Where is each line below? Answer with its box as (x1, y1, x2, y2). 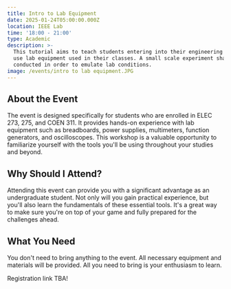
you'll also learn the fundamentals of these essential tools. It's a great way (7, 201, 218, 209)
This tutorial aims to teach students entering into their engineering (13, 49, 223, 56)
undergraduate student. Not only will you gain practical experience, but (7, 193, 209, 202)
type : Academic (7, 36, 51, 43)
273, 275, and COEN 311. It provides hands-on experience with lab (7, 118, 195, 127)
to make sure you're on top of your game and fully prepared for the (7, 208, 197, 217)
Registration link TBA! (7, 274, 69, 282)
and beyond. (7, 148, 43, 156)
